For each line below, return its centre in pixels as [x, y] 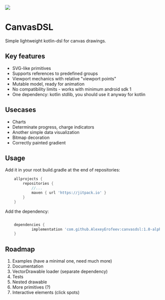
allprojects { [28, 179]
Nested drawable [30, 282]
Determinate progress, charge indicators [53, 127]
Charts [19, 122]
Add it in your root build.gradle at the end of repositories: [63, 170]
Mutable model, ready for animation [48, 84]
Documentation [28, 267]
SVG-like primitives [32, 68]
